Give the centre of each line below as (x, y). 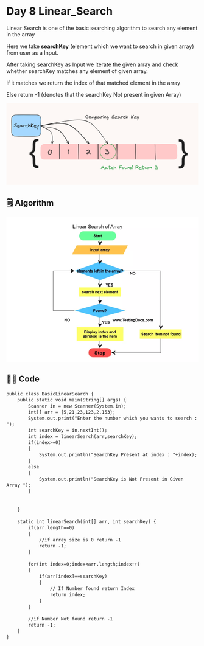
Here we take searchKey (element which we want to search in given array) (100, 46)
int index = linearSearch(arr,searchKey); (83, 436)
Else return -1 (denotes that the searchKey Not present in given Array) (94, 94)
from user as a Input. (33, 52)
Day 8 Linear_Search (60, 11)
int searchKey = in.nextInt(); (68, 430)
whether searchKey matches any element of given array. (77, 71)
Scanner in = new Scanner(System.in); (77, 406)
